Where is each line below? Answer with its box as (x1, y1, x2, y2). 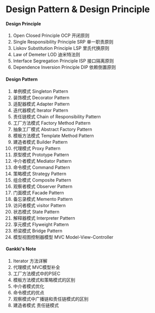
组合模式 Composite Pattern (13, 177, 71, 183)
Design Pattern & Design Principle (6, 4, 150, 15)
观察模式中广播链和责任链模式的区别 (13, 296, 89, 302)
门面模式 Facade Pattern (13, 189, 64, 196)
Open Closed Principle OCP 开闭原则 (13, 32, 90, 39)
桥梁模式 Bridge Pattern (13, 227, 63, 234)
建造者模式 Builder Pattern (13, 138, 68, 145)
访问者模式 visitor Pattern (13, 202, 66, 208)
